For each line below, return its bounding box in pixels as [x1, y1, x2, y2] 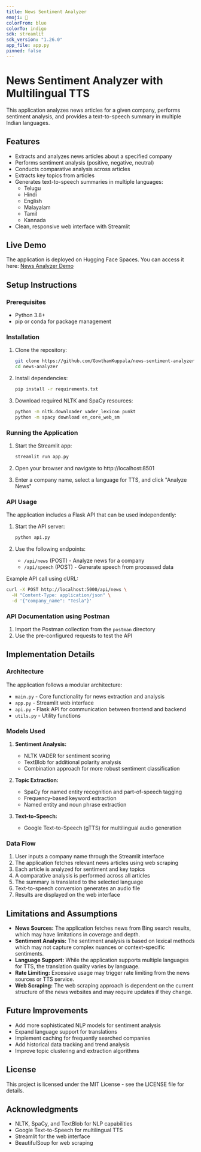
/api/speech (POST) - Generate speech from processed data [23, 563, 173, 571]
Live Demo [6, 240, 47, 250]
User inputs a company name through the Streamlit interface [14, 853, 165, 860]
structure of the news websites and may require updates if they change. [14, 989, 193, 996]
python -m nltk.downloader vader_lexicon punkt [14, 408, 136, 414]
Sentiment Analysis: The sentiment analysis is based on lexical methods [14, 938, 196, 945]
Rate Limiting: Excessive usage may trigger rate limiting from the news [14, 969, 190, 977]
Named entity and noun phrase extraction [23, 801, 127, 808]
